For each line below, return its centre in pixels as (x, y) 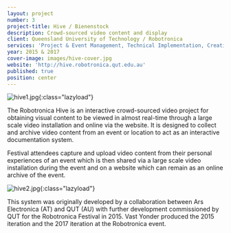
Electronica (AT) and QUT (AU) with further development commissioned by (113, 209)
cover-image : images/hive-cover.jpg (59, 59)
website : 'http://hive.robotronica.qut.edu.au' (77, 65)
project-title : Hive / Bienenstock (58, 26)
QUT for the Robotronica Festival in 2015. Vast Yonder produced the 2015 (111, 216)
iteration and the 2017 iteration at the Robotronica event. (87, 224)
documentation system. (41, 140)
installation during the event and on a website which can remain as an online (115, 168)
